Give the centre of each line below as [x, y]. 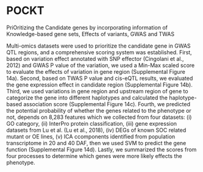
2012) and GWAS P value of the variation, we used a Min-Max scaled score [101, 65]
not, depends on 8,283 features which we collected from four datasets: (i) [99, 117]
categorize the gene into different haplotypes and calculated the [87, 98]
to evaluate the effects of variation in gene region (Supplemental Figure [96, 71]
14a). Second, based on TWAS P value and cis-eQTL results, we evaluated [100, 78]
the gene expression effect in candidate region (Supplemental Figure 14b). [100, 84]
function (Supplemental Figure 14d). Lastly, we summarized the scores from [101, 149]
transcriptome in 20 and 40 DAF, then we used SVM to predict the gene [96, 143]
